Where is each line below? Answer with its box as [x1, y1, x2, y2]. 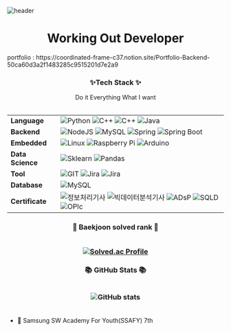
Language [10, 116, 45, 126]
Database [10, 181, 43, 190]
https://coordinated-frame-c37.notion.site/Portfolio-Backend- [35, 53, 210, 61]
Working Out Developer [47, 31, 184, 46]
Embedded [10, 138, 47, 148]
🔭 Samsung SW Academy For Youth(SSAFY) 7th [16, 317, 153, 325]
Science [10, 158, 38, 168]
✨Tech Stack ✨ [89, 78, 142, 87]
